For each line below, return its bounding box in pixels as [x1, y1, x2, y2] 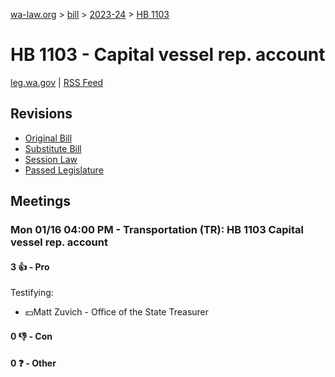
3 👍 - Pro [10, 260, 50, 273]
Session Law [24, 153, 78, 165]
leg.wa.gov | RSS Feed [10, 76, 104, 88]
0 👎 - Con [10, 330, 53, 342]
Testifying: [10, 287, 54, 299]
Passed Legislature [24, 164, 104, 176]
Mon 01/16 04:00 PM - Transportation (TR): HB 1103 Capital [10, 223, 304, 237]
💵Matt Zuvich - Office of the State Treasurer [24, 306, 210, 318]
